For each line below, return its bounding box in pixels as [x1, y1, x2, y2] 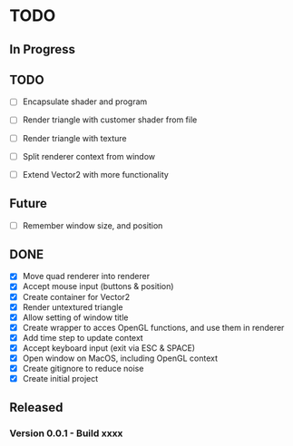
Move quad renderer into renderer [22, 271, 151, 282]
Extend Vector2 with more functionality [22, 169, 170, 179]
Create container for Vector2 [22, 291, 131, 302]
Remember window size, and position [22, 219, 163, 231]
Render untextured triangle [22, 301, 123, 313]
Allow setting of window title [22, 312, 129, 323]
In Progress [9, 42, 75, 57]
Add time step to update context [22, 332, 143, 343]
